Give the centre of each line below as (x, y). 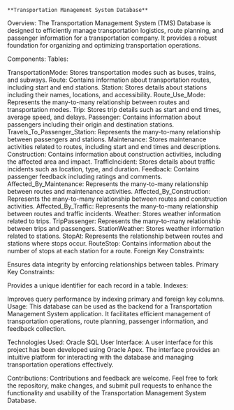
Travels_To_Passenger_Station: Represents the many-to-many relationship (114, 132)
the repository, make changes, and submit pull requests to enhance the (110, 386)
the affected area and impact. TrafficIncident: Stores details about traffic (111, 162)
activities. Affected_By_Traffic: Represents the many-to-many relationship (113, 206)
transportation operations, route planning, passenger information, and (108, 321)
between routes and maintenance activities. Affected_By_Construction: (109, 191)
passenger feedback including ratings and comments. (85, 176)
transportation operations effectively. (60, 365)
